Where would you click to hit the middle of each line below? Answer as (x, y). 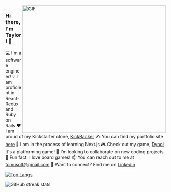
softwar (13, 60)
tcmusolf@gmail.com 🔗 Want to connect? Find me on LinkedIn (70, 165)
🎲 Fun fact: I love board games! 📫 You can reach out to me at (70, 157)
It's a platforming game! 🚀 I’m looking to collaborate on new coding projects (84, 152)
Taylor (13, 35)
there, (13, 22)
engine (12, 71)
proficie (13, 88)
